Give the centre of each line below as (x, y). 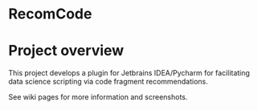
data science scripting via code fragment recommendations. (108, 82)
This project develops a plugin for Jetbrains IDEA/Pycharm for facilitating (129, 73)
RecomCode (50, 14)
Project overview (66, 51)
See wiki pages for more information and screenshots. (98, 97)
